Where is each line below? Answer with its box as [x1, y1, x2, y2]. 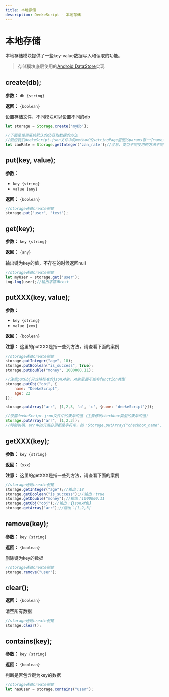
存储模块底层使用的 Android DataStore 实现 [17, 63, 105, 69]
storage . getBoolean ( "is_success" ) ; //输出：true [5, 491, 105, 497]
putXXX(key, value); [5, 293, 70, 302]
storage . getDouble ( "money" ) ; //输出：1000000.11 [5, 496, 105, 501]
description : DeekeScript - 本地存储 [5, 12, 81, 17]
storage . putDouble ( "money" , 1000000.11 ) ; [5, 368, 94, 373]
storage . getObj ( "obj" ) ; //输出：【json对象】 [5, 501, 93, 506]
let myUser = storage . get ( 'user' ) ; [5, 275, 80, 280]
